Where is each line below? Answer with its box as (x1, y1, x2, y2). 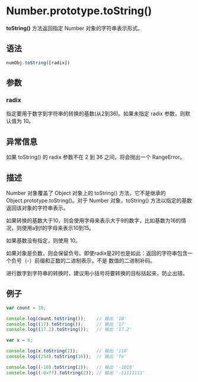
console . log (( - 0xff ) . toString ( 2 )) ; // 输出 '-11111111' (6, 370, 145, 375)
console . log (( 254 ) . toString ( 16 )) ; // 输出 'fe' (6, 353, 127, 359)
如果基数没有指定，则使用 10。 (6, 236, 81, 244)
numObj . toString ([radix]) (6, 59, 70, 66)
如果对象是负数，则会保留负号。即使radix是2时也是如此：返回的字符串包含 (6, 250, 188, 257)
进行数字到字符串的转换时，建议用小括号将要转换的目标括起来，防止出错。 (6, 269, 188, 277)
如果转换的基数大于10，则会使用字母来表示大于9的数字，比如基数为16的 (6, 217, 181, 224)
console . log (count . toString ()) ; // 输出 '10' (6, 315, 127, 321)
